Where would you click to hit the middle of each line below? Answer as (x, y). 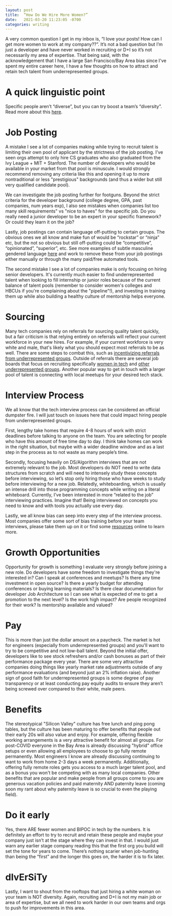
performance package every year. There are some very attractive (74, 661)
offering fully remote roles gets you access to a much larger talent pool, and (85, 767)
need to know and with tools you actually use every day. (64, 506)
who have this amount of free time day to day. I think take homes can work (84, 441)
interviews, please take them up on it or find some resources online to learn (85, 526)
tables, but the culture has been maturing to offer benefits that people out (83, 729)
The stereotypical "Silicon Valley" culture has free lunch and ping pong (80, 723)
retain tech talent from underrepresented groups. (57, 72)
